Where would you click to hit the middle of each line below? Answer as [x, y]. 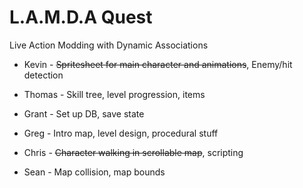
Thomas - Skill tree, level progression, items [114, 94]
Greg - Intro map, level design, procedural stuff [121, 133]
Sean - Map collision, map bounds [94, 172]
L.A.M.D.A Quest [81, 17]
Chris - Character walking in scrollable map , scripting [133, 152]
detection [43, 75]
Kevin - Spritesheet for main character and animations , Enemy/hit [158, 64]
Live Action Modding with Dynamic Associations [109, 45]
